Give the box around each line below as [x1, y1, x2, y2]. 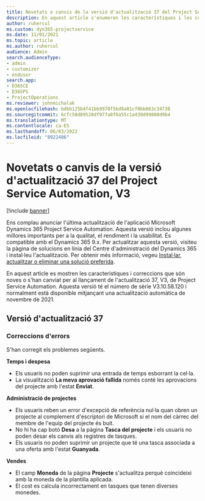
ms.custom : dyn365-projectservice [6, 26, 95, 32]
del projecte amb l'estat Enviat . [15, 382, 95, 390]
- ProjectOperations [6, 94, 59, 100]
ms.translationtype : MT [6, 117, 67, 123]
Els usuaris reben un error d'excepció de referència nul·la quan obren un [15, 406, 198, 413]
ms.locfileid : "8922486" [6, 134, 70, 141]
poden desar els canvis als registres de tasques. [15, 432, 137, 440]
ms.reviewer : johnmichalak [6, 100, 75, 106]
